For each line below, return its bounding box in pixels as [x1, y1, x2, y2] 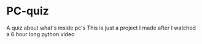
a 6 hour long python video [6, 30, 75, 37]
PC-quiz [6, 4, 49, 18]
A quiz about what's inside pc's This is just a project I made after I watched [6, 24, 196, 31]
